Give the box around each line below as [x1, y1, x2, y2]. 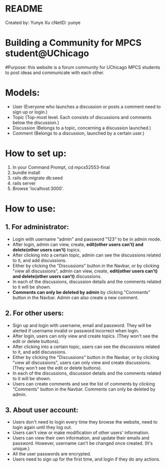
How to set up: [5, 148, 66, 159]
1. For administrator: [5, 223, 69, 231]
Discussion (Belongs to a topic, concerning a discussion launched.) [12, 124, 151, 130]
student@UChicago [5, 48, 89, 59]
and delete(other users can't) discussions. [12, 273, 102, 279]
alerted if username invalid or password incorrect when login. [12, 327, 139, 333]
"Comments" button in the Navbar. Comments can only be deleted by [12, 386, 156, 392]
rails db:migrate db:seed [12, 174, 63, 180]
